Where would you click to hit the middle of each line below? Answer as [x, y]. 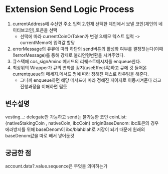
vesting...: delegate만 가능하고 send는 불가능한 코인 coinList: [66, 117]
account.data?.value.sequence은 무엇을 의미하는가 [56, 166]
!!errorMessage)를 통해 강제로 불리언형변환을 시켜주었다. [69, 55]
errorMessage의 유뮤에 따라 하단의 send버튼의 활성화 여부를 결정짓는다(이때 [88, 49]
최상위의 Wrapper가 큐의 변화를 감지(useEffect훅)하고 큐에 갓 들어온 [79, 67]
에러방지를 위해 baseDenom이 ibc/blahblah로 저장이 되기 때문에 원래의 [75, 129]
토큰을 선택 [47, 30]
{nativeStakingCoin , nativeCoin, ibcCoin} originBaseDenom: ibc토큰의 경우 [82, 123]
